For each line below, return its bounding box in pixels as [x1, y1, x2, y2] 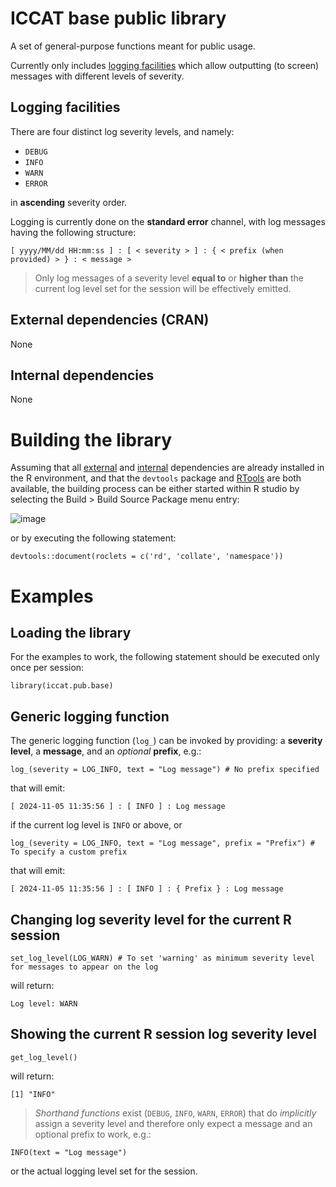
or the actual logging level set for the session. [10, 1165, 198, 1177]
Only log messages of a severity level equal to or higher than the [34, 272, 305, 284]
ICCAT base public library [10, 7, 227, 30]
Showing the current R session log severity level [10, 1026, 317, 1043]
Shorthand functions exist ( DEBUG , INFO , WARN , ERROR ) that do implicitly [34, 1107, 317, 1119]
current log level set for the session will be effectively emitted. [34, 282, 292, 294]
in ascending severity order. [10, 196, 128, 208]
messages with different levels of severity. [10, 70, 185, 82]
